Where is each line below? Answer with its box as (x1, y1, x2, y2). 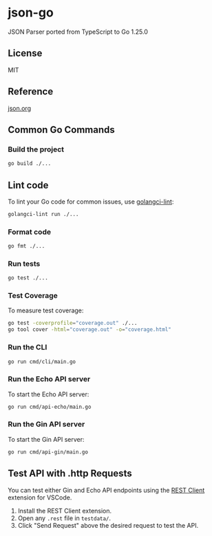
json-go (8, 5, 54, 21)
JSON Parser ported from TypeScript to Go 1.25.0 (8, 28, 149, 36)
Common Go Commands (8, 124, 116, 136)
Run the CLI (8, 343, 47, 352)
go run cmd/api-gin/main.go (8, 449, 89, 455)
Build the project (8, 144, 65, 154)
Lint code (8, 179, 49, 191)
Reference (8, 86, 54, 98)
